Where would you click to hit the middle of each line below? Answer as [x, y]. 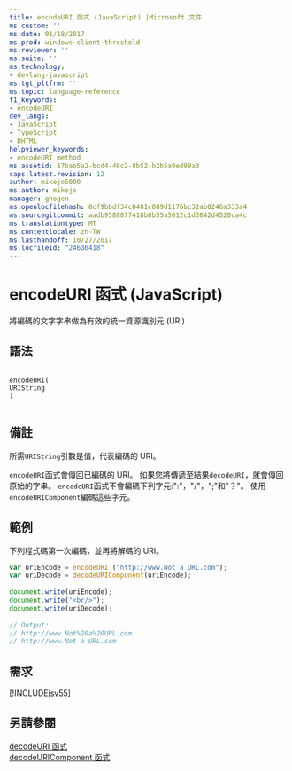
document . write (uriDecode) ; [61, 608]
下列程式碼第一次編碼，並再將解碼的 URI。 [87, 550]
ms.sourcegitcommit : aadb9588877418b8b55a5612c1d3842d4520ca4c [128, 215]
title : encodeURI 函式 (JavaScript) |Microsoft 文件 [106, 17]
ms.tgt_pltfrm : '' [43, 83]
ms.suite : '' [33, 58]
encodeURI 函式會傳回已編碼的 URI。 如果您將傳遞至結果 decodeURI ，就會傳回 [146, 474]
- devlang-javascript [49, 75]
